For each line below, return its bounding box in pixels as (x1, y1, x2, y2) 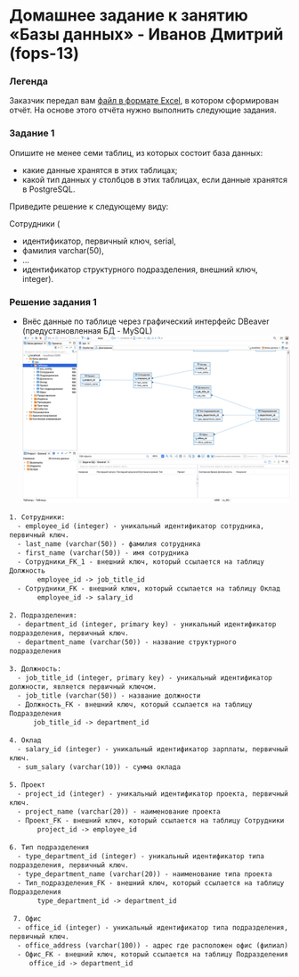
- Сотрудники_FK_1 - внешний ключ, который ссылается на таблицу (17, 558, 265, 567)
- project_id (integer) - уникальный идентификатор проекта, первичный (17, 790, 289, 799)
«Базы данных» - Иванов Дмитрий (9, 24, 284, 45)
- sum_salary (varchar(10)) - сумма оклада (17, 763, 181, 772)
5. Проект (9, 781, 46, 790)
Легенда (9, 75, 49, 87)
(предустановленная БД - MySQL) (21, 326, 153, 336)
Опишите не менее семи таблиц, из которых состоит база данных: (9, 147, 263, 158)
